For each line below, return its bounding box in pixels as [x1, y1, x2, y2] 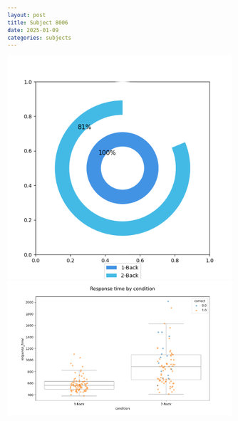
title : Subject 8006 [7, 19, 69, 26]
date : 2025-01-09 [7, 26, 59, 33]
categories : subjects [7, 34, 72, 41]
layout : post [7, 11, 46, 19]
